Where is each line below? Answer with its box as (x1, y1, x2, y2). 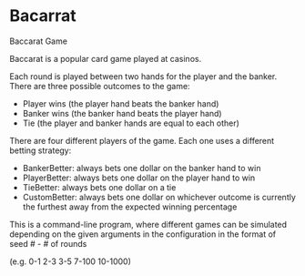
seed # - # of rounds (9, 238, 87, 249)
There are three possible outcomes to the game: (9, 80, 190, 91)
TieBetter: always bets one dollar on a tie (22, 181, 177, 192)
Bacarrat (9, 5, 76, 26)
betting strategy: (9, 145, 72, 156)
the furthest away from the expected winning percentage (22, 201, 238, 212)
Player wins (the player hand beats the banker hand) (22, 97, 219, 109)
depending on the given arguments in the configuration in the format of (9, 229, 277, 240)
